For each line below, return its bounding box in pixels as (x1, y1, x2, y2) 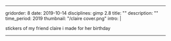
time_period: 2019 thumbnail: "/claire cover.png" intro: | (5, 16, 122, 21)
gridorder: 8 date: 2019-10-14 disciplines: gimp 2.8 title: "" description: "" (5, 10, 159, 16)
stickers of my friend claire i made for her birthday (5, 25, 111, 31)
